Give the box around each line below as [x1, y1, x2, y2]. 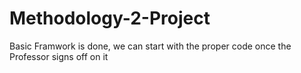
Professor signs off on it [9, 50, 109, 62]
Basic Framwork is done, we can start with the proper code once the [9, 40, 292, 52]
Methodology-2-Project [9, 7, 211, 30]
